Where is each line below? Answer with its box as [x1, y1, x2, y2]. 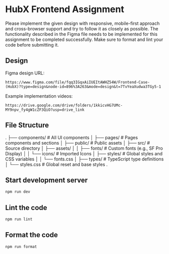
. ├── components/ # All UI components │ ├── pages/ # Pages [5, 134, 138, 140]
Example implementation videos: [5, 93, 73, 99]
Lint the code [5, 203, 47, 212]
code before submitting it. [5, 41, 59, 48]
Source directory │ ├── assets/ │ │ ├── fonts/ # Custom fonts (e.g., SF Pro [5, 145, 163, 151]
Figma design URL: [5, 70, 44, 76]
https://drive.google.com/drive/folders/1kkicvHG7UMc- [5, 103, 123, 108]
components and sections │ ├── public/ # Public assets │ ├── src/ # [5, 140, 150, 146]
